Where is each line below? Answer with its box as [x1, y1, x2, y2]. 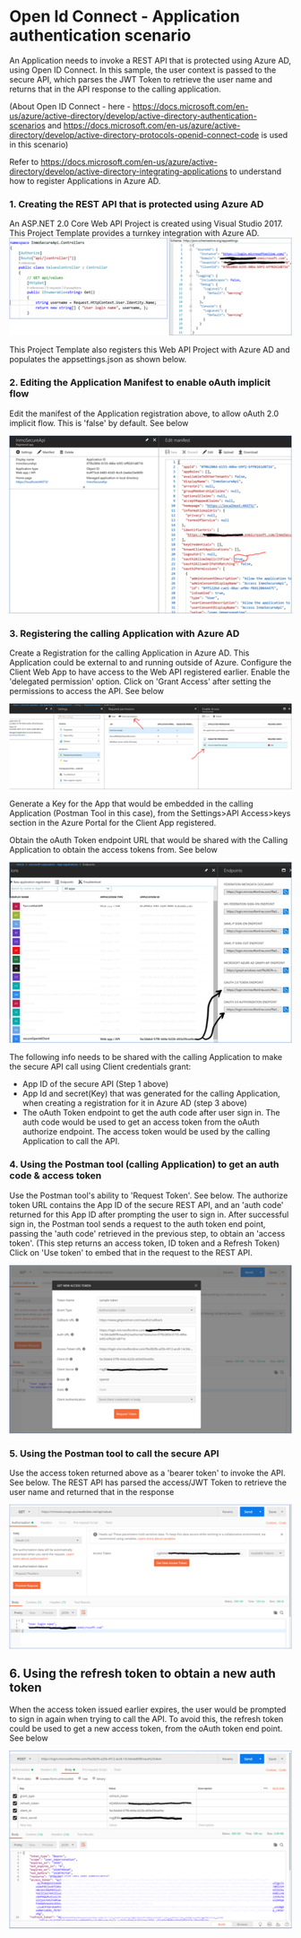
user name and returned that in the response [9, 1487, 175, 1498]
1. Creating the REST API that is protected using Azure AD [9, 197, 264, 210]
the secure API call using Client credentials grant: [9, 1061, 192, 1073]
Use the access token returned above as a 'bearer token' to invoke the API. [9, 1468, 287, 1479]
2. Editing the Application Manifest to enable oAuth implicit [9, 377, 271, 389]
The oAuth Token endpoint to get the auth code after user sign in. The [21, 1108, 280, 1118]
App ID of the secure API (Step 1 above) [21, 1079, 169, 1090]
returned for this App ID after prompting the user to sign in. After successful [9, 1209, 289, 1220]
